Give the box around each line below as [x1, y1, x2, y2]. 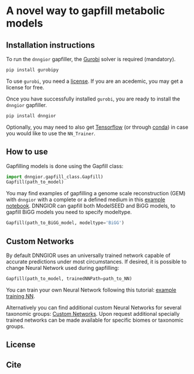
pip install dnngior [6, 113, 57, 119]
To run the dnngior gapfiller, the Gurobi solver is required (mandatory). [6, 56, 176, 62]
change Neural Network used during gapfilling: [6, 265, 120, 271]
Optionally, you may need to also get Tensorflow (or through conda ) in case [6, 123, 189, 131]
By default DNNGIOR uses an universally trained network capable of [6, 252, 171, 259]
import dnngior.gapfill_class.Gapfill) [6, 173, 104, 180]
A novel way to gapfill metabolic [6, 4, 165, 18]
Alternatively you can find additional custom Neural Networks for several [6, 304, 182, 311]
